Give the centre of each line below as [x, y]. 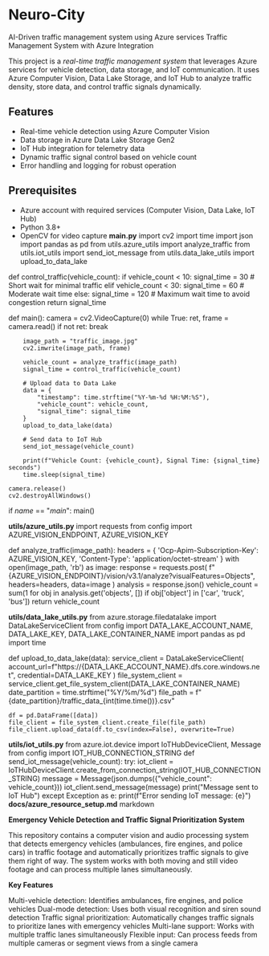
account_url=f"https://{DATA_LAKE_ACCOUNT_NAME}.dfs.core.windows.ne [134, 666]
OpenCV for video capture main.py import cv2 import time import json [137, 235]
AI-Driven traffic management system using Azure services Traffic [118, 37]
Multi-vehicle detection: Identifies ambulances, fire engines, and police [126, 900]
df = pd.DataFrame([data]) [53, 715]
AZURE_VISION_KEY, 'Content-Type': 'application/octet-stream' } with [124, 559]
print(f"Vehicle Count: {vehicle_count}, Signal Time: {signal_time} [142, 460]
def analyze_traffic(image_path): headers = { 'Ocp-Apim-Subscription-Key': [134, 550]
